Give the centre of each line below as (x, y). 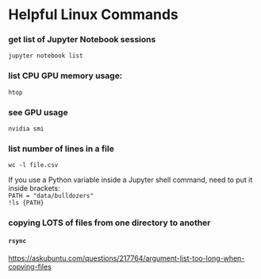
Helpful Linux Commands (93, 15)
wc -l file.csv (33, 165)
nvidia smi (26, 129)
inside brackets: (35, 188)
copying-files (30, 266)
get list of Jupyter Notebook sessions (82, 40)
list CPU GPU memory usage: (65, 76)
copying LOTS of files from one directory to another (109, 223)
